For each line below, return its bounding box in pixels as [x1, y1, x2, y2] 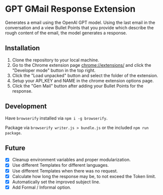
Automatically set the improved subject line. [12, 179, 101, 185]
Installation [5, 44, 40, 52]
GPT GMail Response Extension [5, 3, 136, 15]
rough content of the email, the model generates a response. [5, 30, 127, 36]
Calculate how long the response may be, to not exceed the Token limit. [12, 173, 156, 179]
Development [5, 102, 47, 111]
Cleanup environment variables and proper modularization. [12, 157, 131, 163]
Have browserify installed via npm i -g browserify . [5, 115, 108, 121]
